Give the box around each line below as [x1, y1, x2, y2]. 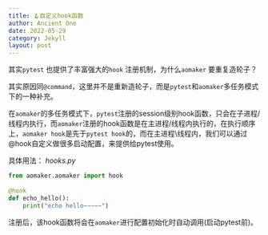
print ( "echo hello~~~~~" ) [22, 201, 110, 209]
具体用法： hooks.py [8, 156, 76, 165]
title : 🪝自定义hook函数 [8, 11, 84, 20]
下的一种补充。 [8, 91, 58, 101]
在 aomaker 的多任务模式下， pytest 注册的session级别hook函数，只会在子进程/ [8, 109, 261, 119]
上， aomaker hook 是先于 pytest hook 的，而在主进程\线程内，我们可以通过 [8, 129, 248, 139]
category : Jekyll [8, 34, 66, 43]
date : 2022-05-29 [8, 26, 66, 34]
